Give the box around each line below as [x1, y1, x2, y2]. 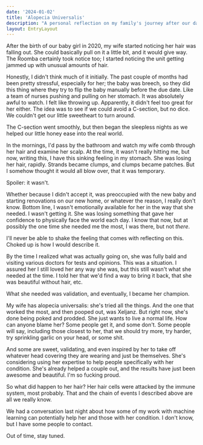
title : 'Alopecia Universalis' [6, 15, 85, 21]
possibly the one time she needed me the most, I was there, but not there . [6, 223, 190, 230]
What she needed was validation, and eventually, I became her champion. [6, 290, 190, 297]
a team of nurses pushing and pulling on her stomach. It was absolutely [6, 93, 184, 100]
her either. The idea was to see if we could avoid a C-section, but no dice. [6, 105, 190, 112]
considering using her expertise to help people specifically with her [6, 359, 174, 366]
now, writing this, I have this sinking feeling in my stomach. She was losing [6, 155, 192, 162]
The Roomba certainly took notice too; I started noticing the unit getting [6, 55, 184, 62]
